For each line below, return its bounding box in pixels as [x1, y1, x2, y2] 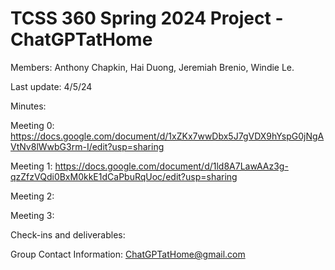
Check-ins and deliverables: [10, 228, 126, 241]
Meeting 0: [10, 119, 55, 131]
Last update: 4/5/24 [10, 80, 93, 92]
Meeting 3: [10, 209, 55, 221]
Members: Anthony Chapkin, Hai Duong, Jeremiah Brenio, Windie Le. [10, 61, 295, 73]
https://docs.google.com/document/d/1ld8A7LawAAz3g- [54, 160, 289, 172]
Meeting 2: [10, 190, 55, 202]
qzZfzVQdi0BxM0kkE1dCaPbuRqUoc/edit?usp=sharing [10, 170, 238, 182]
